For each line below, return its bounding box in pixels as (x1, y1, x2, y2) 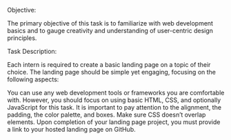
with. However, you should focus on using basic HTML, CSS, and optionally (7, 96, 221, 104)
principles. (7, 34, 37, 42)
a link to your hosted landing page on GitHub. (7, 126, 136, 133)
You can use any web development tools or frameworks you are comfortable (7, 89, 225, 97)
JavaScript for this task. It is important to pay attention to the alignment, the (7, 103, 222, 111)
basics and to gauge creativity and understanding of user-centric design (7, 27, 214, 34)
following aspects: (7, 75, 59, 83)
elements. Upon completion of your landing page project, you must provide (7, 118, 221, 126)
